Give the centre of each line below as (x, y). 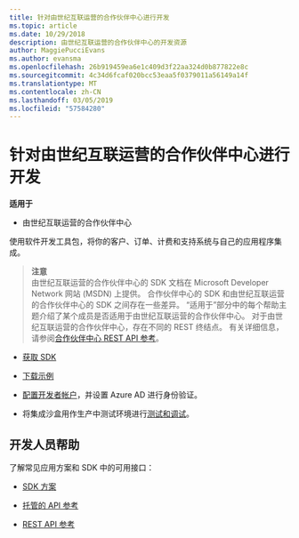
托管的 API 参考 (50, 505)
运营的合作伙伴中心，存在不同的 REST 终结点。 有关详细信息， (169, 327)
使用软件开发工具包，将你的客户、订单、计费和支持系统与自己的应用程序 (141, 242)
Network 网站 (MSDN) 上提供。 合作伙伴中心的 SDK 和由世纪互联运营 (158, 293)
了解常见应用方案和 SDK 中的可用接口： (82, 467)
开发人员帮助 (44, 444)
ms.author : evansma (45, 59)
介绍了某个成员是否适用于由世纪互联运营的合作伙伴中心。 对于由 (157, 316)
